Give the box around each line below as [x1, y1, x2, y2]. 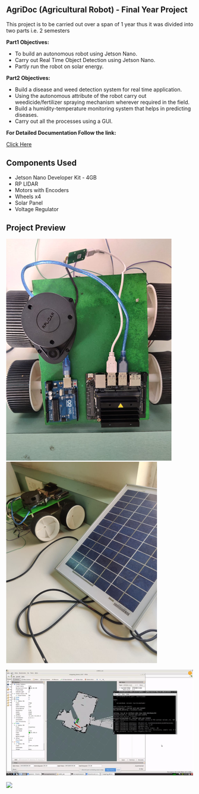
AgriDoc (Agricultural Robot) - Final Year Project [6, 5, 188, 15]
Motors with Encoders [14, 186, 70, 193]
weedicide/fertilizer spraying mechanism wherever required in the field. [14, 98, 190, 106]
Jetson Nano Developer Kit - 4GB [14, 174, 97, 181]
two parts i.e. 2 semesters [6, 27, 70, 34]
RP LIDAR [14, 180, 39, 187]
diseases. [14, 111, 39, 118]
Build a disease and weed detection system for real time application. [14, 86, 182, 93]
